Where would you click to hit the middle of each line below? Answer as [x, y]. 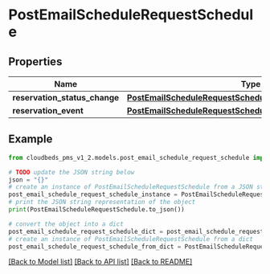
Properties [35, 61]
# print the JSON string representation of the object [102, 202]
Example [31, 139]
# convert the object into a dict [66, 224]
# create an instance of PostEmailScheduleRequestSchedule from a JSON [131, 187]
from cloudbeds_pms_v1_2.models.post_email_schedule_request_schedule [129, 157]
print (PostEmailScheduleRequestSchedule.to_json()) [96, 210]
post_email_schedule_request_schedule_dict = [86, 231]
